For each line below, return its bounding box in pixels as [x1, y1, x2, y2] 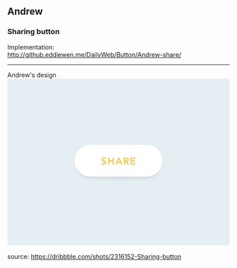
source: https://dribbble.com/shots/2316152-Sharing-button [7, 252, 182, 260]
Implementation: [7, 42, 55, 51]
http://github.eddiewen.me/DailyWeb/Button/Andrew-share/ [7, 50, 182, 59]
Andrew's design [7, 71, 56, 79]
